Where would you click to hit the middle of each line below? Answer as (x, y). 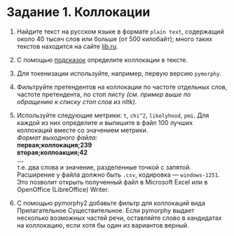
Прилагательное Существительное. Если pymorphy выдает (105, 210)
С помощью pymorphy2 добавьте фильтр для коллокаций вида (111, 202)
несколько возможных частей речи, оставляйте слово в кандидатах (119, 218)
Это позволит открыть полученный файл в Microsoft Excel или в (112, 182)
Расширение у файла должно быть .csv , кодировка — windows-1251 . (118, 175)
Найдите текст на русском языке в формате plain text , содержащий (121, 31)
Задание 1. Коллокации (78, 12)
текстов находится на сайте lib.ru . (67, 46)
